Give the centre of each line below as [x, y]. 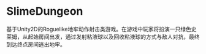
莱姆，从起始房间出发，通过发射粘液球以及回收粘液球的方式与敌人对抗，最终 [103, 37]
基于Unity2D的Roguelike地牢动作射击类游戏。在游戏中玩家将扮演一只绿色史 [101, 29]
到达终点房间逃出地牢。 [36, 44]
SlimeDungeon [45, 11]
